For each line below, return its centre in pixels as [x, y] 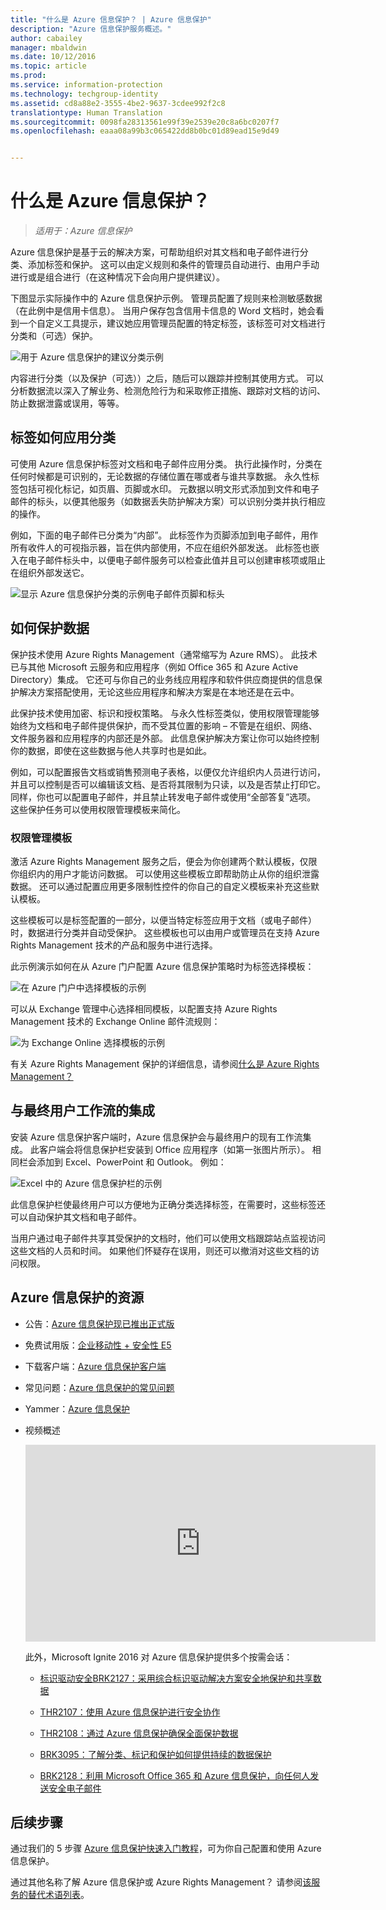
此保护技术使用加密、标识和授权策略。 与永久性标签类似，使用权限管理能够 [165, 713]
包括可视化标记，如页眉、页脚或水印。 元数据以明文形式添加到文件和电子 [169, 488]
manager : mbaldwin [48, 47]
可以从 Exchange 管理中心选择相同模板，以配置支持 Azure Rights [144, 1008]
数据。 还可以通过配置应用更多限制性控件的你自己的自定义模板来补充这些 [160, 886]
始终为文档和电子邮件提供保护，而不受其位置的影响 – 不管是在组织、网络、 [164, 725]
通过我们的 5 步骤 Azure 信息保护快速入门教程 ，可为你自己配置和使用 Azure [166, 1848]
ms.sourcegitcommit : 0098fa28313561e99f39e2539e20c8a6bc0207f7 [145, 122]
